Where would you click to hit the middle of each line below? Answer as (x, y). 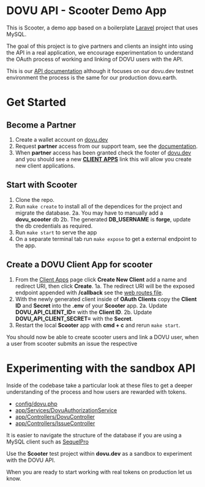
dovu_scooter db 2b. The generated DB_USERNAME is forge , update (103, 219)
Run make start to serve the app (56, 232)
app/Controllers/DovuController (55, 416)
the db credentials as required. (54, 226)
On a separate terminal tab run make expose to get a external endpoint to (106, 239)
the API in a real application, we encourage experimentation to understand (100, 52)
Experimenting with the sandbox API (101, 368)
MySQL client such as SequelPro (47, 442)
